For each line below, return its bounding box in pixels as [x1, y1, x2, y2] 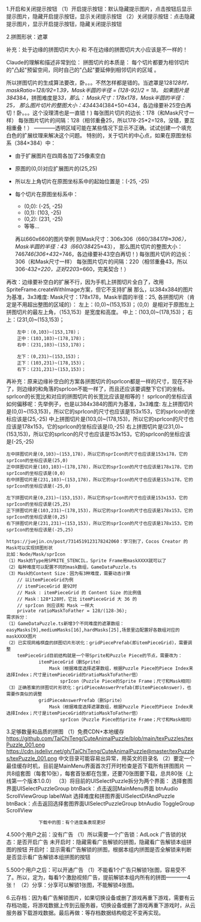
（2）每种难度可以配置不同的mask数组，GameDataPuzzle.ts [6, 564, 137, 570]
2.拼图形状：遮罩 [6, 33, 48, 40]
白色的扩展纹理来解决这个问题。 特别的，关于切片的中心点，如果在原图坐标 [6, 132, 192, 139]
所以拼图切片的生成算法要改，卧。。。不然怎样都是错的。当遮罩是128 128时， [6, 79, 192, 86]
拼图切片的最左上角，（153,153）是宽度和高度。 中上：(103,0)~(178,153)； [6, 309, 187, 315]
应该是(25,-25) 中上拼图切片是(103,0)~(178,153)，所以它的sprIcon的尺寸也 [11, 415, 194, 422]
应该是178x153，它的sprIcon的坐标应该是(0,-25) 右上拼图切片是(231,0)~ [6, 423, 184, 430]
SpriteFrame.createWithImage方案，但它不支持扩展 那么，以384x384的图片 [6, 286, 194, 293]
